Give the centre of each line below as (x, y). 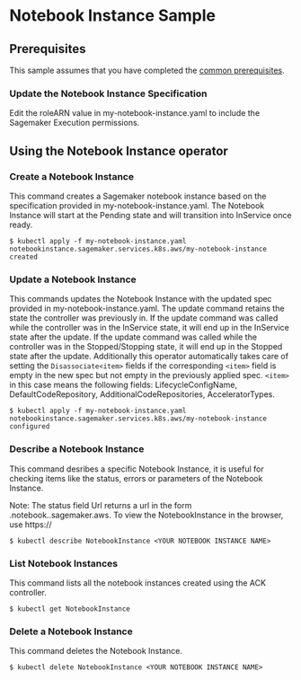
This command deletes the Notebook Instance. (96, 651)
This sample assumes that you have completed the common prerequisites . (147, 70)
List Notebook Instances (64, 563)
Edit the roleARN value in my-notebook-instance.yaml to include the (135, 113)
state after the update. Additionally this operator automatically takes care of (149, 357)
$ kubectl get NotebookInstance (70, 609)
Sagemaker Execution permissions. (75, 123)
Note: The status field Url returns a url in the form (101, 505)
